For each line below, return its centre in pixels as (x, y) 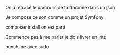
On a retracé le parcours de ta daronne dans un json (60, 7)
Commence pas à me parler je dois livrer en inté (56, 37)
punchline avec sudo (27, 47)
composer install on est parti (35, 27)
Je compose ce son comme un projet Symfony (54, 17)
